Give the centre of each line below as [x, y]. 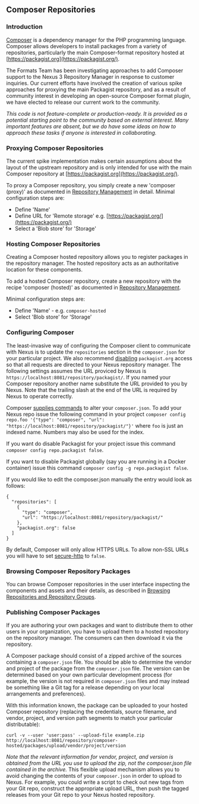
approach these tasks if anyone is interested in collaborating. [81, 132]
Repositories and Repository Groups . [51, 596]
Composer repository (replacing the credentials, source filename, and [91, 712]
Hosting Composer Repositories [53, 244]
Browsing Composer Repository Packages [68, 571]
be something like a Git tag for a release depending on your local [85, 688]
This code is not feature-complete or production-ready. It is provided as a [97, 113]
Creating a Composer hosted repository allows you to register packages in [97, 257]
